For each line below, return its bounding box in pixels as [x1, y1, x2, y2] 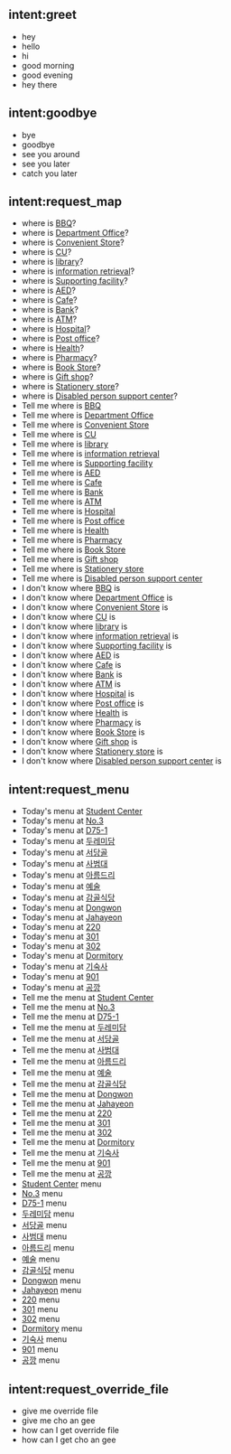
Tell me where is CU [21, 429, 97, 440]
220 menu [21, 1294, 60, 1305]
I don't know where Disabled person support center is [21, 755, 222, 766]
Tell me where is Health [21, 525, 109, 536]
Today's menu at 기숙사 [21, 962, 108, 972]
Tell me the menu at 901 [21, 1158, 111, 1168]
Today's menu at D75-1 [21, 825, 108, 836]
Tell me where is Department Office [21, 410, 154, 421]
